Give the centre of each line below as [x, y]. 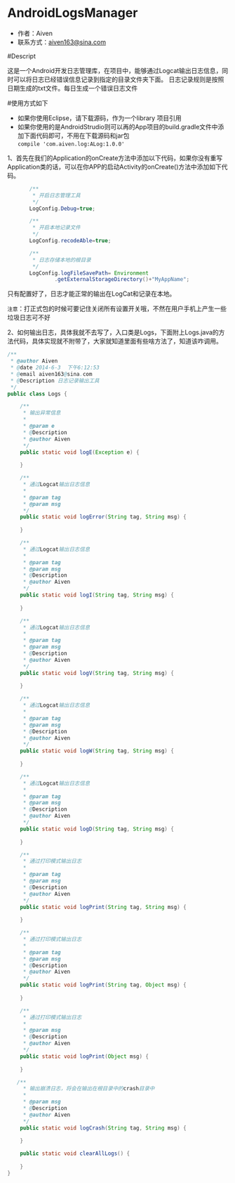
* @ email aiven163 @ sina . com [51, 374]
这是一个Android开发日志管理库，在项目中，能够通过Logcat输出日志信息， [115, 70]
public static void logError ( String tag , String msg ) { [103, 517]
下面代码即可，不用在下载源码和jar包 [76, 136]
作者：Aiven [35, 33]
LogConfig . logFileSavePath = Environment [89, 273]
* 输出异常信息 [42, 413]
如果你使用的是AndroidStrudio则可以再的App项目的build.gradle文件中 [118, 126]
